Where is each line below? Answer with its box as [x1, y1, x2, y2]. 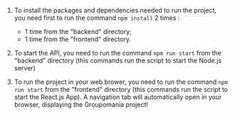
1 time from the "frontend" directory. [24, 35, 132, 43]
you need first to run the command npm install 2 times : [14, 14, 180, 22]
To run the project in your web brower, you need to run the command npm [14, 78, 229, 86]
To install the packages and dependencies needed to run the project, [14, 6, 217, 14]
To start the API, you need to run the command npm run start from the [14, 49, 222, 57]
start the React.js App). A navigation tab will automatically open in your [14, 93, 222, 101]
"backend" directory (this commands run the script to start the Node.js [14, 56, 222, 65]
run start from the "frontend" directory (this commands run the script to [14, 85, 229, 93]
